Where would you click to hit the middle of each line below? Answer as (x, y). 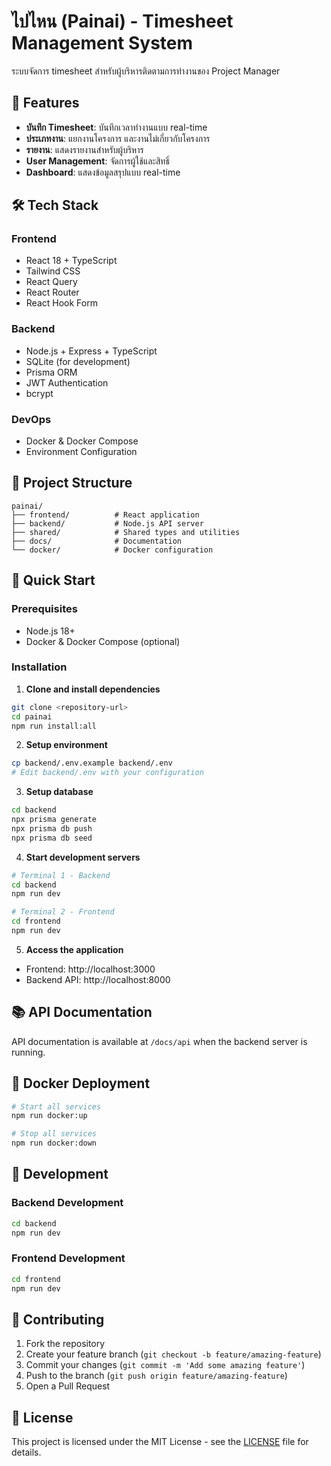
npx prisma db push (52, 828)
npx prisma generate (54, 820)
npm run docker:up (49, 1116)
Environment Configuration (81, 452)
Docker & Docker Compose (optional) (103, 641)
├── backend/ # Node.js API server (107, 523)
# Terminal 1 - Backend (61, 875)
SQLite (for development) (78, 361)
